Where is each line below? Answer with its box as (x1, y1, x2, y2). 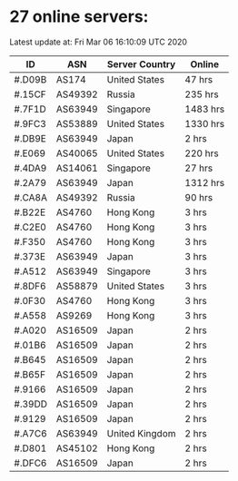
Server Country (106, 57, 176, 70)
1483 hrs (184, 103, 225, 115)
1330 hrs (184, 117, 225, 130)
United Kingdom (106, 427, 176, 439)
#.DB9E (14, 132, 47, 144)
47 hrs (184, 73, 213, 85)
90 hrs (184, 191, 213, 203)
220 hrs (184, 147, 220, 160)
